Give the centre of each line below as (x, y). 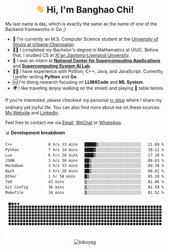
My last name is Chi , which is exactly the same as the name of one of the (81, 24)
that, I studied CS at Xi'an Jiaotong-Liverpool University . (71, 55)
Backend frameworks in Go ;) (36, 29)
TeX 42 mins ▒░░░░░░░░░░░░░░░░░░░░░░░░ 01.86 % (85, 182)
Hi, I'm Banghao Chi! (90, 10)
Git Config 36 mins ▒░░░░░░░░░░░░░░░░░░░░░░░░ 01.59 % (85, 187)
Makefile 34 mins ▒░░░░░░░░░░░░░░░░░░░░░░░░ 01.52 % (85, 192)
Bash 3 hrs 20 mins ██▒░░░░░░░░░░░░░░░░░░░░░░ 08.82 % (85, 171)
